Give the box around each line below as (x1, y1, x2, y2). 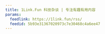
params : (5, 12, 22, 17)
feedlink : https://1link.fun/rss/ (10, 16, 82, 21)
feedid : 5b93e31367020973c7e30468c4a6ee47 (10, 21, 100, 26)
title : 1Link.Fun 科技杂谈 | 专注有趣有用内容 (5, 7, 96, 12)
